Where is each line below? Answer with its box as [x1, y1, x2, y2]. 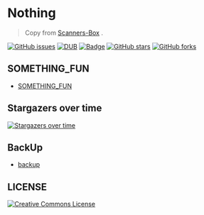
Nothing [7, 5, 56, 21]
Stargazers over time [7, 102, 102, 114]
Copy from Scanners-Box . [24, 28, 103, 37]
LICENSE [7, 181, 48, 193]
